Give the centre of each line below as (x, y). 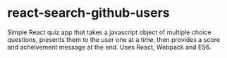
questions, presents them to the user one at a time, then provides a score (114, 39)
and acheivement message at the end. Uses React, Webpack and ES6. (109, 47)
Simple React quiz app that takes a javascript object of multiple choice (109, 32)
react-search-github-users (88, 13)
